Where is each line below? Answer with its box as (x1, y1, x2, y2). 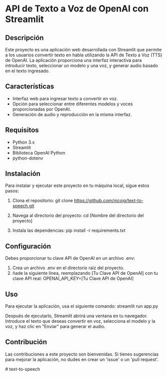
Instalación (5, 170, 41, 178)
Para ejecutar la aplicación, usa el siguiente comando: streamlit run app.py (5, 303, 159, 309)
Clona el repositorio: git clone (12, 197, 73, 203)
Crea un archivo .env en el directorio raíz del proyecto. (12, 265, 125, 271)
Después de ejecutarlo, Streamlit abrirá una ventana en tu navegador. (5, 313, 148, 319)
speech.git (12, 203, 34, 209)
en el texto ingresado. (5, 68, 50, 74)
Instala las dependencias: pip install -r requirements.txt (12, 227, 126, 233)
